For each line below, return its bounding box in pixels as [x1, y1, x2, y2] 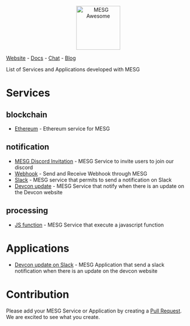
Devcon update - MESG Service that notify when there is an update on [14, 182, 185, 190]
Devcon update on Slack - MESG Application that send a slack [14, 261, 165, 268]
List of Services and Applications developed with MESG [6, 66, 140, 73]
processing [6, 205, 49, 216]
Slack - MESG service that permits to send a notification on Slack [14, 176, 172, 183]
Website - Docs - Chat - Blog [6, 54, 76, 61]
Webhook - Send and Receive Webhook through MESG [14, 170, 147, 177]
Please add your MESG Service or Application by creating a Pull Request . [6, 307, 182, 314]
